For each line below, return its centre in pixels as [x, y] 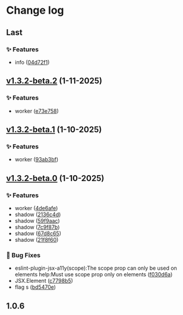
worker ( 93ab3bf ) [37, 160]
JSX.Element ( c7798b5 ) [44, 281]
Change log [35, 10]
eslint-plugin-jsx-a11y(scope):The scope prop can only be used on [96, 268]
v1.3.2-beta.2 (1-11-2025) [54, 81]
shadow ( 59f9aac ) [37, 220]
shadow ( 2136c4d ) [38, 214]
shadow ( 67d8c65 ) [38, 233]
